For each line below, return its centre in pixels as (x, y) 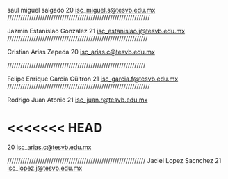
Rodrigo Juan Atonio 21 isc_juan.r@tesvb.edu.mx (78, 100)
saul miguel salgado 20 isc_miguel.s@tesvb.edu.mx (81, 10)
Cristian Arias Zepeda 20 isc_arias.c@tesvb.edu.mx (81, 52)
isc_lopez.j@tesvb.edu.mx (45, 168)
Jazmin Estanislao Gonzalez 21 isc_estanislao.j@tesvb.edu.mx (96, 31)
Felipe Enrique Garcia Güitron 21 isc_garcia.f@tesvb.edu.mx (93, 79)
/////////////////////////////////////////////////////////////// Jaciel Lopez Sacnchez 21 (114, 160)
